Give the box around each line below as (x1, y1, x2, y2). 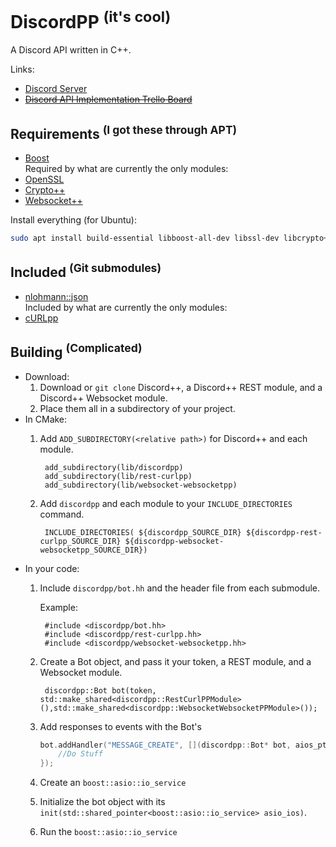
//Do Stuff (58, 749, 103, 759)
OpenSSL (24, 173, 65, 186)
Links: (10, 63, 35, 76)
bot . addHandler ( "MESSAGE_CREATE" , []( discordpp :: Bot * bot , (39, 740, 292, 750)
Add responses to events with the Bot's (39, 720, 202, 732)
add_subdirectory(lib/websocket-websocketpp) (44, 480, 238, 490)
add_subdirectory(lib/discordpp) (44, 462, 184, 472)
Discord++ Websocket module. (39, 392, 168, 404)
